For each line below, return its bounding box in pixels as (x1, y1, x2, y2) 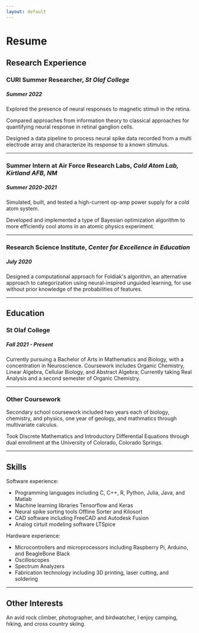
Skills (6, 462, 27, 472)
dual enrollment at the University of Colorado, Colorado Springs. (6, 439, 163, 446)
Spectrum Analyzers (14, 563, 65, 570)
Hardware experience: (6, 533, 60, 540)
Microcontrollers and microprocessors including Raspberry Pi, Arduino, (14, 544, 188, 551)
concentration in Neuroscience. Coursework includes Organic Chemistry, (6, 362, 185, 369)
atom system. (6, 204, 40, 212)
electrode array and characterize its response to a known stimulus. (6, 141, 169, 149)
